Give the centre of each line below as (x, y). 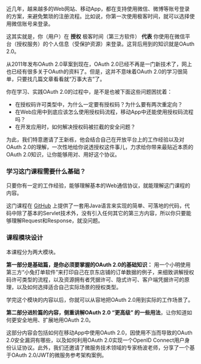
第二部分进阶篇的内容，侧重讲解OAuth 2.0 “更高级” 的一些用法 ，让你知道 (97, 312)
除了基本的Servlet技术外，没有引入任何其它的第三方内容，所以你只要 (101, 213)
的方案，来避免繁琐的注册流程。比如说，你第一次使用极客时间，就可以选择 (98, 16)
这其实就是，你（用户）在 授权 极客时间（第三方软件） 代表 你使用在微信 (96, 36)
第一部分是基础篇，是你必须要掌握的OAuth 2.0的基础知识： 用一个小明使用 (99, 264)
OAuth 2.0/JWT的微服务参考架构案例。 (59, 355)
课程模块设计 (25, 238)
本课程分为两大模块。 (32, 252)
